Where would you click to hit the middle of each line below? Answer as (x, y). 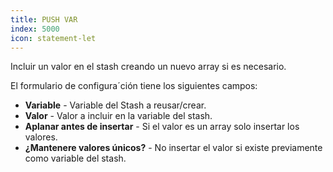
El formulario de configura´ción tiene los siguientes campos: (134, 86)
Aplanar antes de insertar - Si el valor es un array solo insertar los (162, 127)
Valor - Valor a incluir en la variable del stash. (118, 116)
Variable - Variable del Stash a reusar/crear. (115, 105)
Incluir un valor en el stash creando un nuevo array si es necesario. (148, 67)
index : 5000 (35, 29)
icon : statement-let (53, 38)
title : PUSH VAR (44, 19)
